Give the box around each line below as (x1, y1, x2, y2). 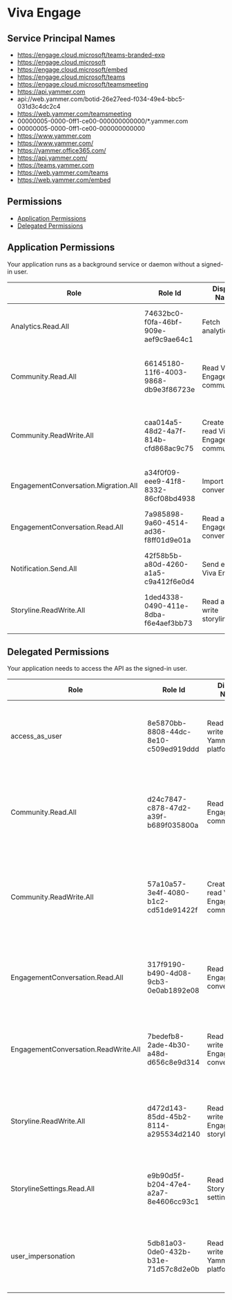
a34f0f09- (144, 467, 181, 477)
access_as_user (10, 732, 62, 741)
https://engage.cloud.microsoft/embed (17, 66, 128, 73)
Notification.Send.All (10, 563, 77, 573)
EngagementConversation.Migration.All (10, 480, 138, 490)
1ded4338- (144, 592, 184, 602)
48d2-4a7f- (144, 426, 187, 435)
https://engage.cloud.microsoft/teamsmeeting (17, 80, 148, 88)
